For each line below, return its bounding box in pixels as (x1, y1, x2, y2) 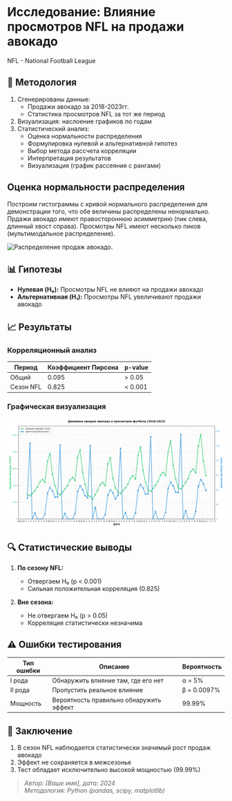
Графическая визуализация (7, 402, 106, 412)
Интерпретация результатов (27, 154, 112, 162)
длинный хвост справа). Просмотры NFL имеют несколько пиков (7, 222, 201, 230)
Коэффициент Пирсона (47, 363, 119, 371)
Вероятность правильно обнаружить (52, 696, 162, 704)
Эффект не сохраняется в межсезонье (17, 758, 132, 766)
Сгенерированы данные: (17, 95, 90, 103)
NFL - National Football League (7, 56, 96, 64)
